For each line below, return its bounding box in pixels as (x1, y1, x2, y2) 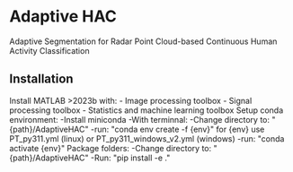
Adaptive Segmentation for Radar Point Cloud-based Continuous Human (9, 36, 278, 47)
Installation (9, 72, 74, 87)
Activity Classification (9, 45, 90, 56)
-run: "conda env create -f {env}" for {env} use (90, 124, 265, 134)
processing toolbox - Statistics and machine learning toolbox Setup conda (9, 105, 284, 116)
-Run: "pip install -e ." (90, 152, 171, 163)
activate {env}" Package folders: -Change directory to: (9, 142, 212, 153)
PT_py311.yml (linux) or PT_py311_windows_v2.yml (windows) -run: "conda (9, 133, 285, 144)
